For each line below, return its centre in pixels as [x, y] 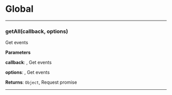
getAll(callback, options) [37, 31]
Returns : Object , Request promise [41, 82]
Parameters [18, 52]
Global [19, 9]
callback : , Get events [29, 63]
